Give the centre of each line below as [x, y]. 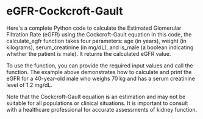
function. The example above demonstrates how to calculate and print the [99, 72]
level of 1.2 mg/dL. [30, 85]
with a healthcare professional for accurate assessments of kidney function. [102, 109]
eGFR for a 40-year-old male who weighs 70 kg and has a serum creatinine [101, 78]
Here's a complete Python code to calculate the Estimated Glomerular [94, 28]
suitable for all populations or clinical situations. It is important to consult [97, 103]
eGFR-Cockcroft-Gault [65, 11]
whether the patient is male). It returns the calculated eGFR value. [89, 53]
